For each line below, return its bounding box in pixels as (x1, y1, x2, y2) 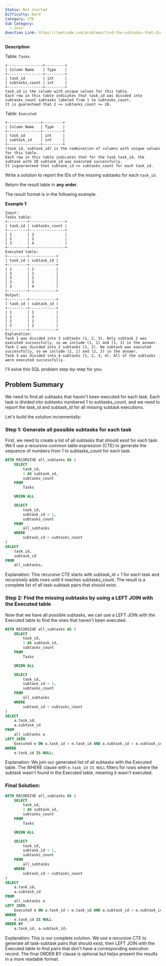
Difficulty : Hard (5, 12, 41, 17)
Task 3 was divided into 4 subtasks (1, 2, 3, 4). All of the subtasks (5, 353, 156, 358)
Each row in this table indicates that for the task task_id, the (5, 155, 145, 160)
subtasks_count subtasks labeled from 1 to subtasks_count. (5, 97, 132, 102)
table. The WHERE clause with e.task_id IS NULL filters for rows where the (5, 765, 158, 771)
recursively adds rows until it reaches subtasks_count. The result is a (5, 577, 146, 583)
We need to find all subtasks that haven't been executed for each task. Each (5, 394, 160, 400)
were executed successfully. (5, 358, 65, 363)
